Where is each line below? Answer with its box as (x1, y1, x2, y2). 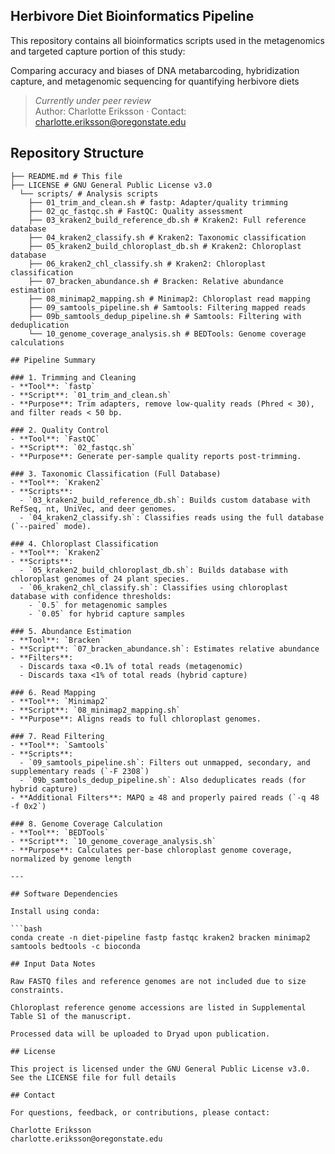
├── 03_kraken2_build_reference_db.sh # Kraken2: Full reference (28, 215, 307, 225)
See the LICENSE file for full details (10, 1072, 177, 1083)
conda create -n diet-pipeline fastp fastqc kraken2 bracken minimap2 (10, 932, 311, 943)
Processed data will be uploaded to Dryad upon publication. (10, 1029, 271, 1039)
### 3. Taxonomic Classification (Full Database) (10, 469, 222, 479)
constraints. (10, 985, 65, 995)
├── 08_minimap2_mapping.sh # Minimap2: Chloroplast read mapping (28, 294, 311, 304)
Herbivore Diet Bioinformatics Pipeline (10, 8, 255, 25)
